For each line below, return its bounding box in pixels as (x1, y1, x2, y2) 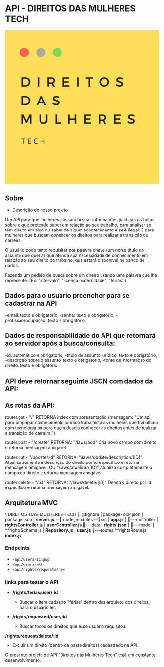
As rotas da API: (5, 401, 55, 410)
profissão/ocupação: (5, 317, 47, 323)
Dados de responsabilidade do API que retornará (5, 332, 156, 340)
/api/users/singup (12, 557, 50, 562)
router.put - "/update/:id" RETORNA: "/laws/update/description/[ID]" (5, 454, 143, 460)
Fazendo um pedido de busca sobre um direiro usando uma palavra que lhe (5, 272, 157, 278)
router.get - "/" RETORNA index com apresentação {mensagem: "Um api (5, 414, 151, 420)
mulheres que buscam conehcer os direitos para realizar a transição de (5, 232, 149, 238)
